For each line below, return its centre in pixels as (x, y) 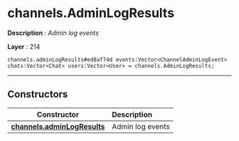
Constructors (38, 94)
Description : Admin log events (53, 33)
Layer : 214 (24, 46)
